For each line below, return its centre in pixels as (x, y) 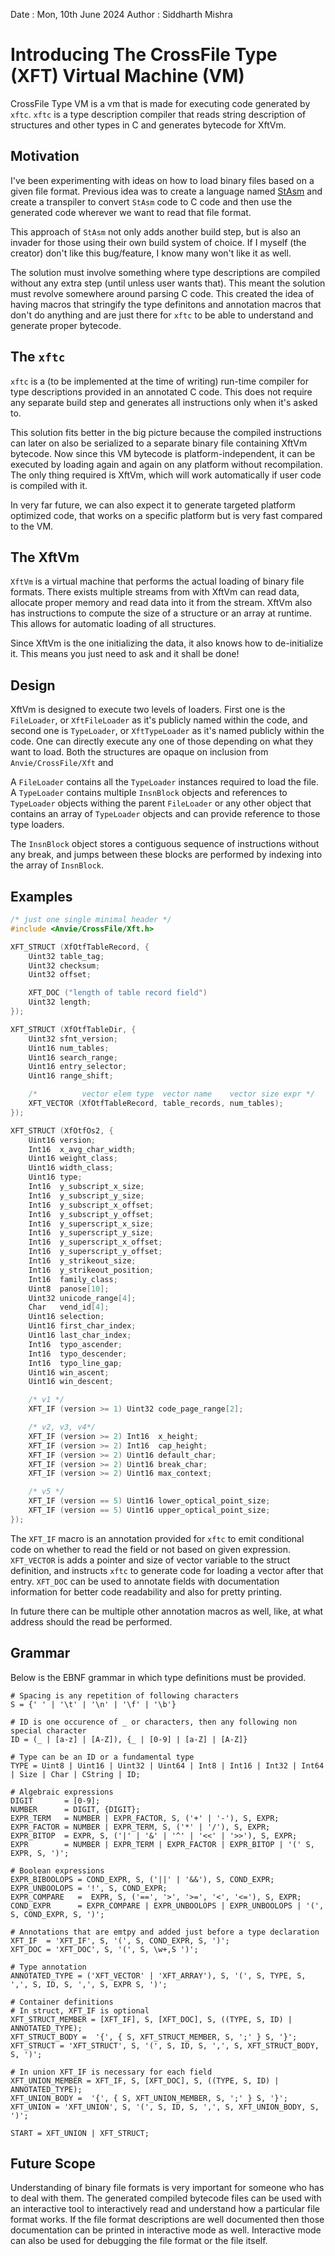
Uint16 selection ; (66, 1317)
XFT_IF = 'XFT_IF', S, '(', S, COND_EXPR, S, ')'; (120, 1940)
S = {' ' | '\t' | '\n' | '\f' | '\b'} (93, 1704)
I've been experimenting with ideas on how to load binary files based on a (162, 180)
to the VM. (32, 526)
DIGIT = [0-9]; (55, 1800)
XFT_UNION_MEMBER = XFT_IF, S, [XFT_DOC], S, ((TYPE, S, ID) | (145, 2080)
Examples (41, 896)
